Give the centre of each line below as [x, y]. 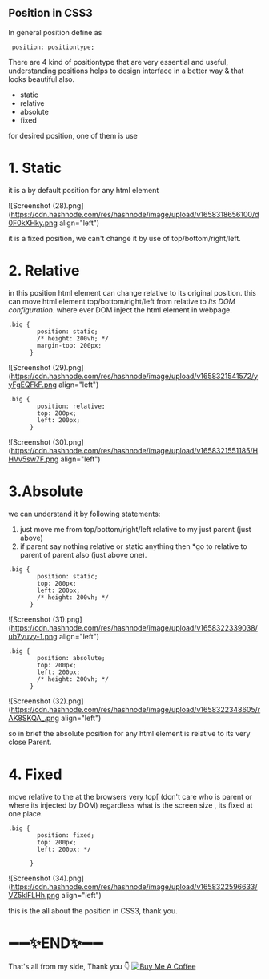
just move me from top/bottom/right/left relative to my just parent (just [135, 529]
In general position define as [55, 32]
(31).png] [67, 619]
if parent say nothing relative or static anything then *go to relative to [133, 546]
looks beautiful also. [42, 79]
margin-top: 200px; [70, 345]
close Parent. [30, 742]
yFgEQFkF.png [33, 385]
